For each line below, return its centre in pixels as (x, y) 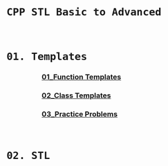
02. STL (28, 156)
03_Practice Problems (80, 114)
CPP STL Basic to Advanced (84, 12)
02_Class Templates (76, 95)
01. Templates (47, 57)
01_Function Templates (82, 77)
